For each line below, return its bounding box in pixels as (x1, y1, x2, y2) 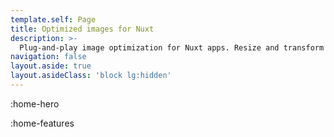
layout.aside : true (10, 61, 92, 71)
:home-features (10, 117, 75, 129)
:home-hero (10, 97, 60, 110)
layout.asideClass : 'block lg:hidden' (10, 71, 172, 81)
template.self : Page (10, 14, 97, 25)
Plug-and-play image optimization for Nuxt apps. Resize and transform (19, 42, 325, 53)
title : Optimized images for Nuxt (10, 24, 155, 34)
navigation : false (10, 52, 87, 62)
